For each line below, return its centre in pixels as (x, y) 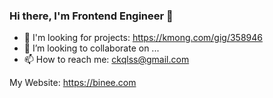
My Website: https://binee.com (73, 83)
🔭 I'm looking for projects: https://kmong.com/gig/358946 (143, 38)
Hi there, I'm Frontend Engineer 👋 (91, 16)
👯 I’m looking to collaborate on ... (91, 48)
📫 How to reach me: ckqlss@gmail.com (106, 60)
